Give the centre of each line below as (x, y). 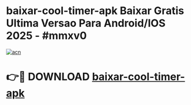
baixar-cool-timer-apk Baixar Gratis (95, 11)
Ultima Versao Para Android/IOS (86, 23)
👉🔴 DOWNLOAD (48, 77)
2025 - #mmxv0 (46, 36)
